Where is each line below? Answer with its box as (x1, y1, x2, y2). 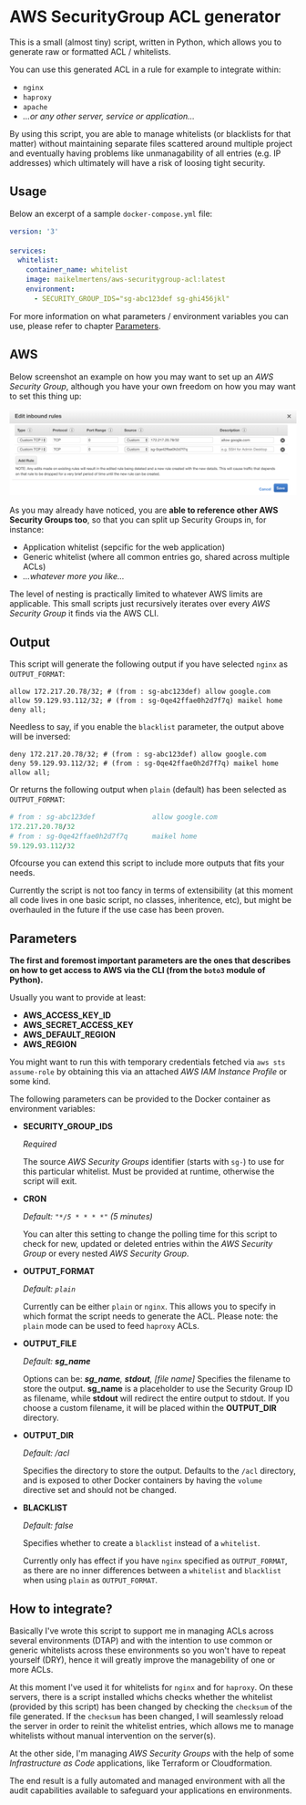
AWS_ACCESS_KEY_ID (22, 1010, 112, 1021)
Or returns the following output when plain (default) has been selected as (9, 783, 287, 794)
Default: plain (22, 1283, 76, 1294)
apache (22, 102, 48, 111)
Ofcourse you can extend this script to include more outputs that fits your (9, 857, 285, 868)
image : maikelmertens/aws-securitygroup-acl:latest (25, 275, 226, 285)
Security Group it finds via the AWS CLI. (9, 608, 159, 619)
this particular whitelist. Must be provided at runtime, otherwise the (22, 1166, 275, 1177)
